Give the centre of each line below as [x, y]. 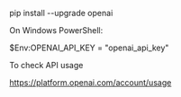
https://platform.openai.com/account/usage [90, 83]
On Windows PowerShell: [56, 30]
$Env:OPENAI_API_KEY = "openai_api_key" [89, 48]
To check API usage [46, 65]
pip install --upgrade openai [61, 13]
